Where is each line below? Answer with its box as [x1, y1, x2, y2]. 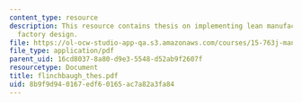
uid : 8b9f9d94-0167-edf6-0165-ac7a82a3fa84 [9, 80, 175, 89]
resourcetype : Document [9, 64, 99, 73]
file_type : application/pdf [9, 47, 115, 56]
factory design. [17, 30, 78, 39]
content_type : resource [9, 13, 99, 22]
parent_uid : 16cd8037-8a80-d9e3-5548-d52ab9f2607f [9, 55, 203, 64]
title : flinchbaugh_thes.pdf [9, 72, 119, 81]
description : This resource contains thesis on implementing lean [9, 21, 263, 30]
